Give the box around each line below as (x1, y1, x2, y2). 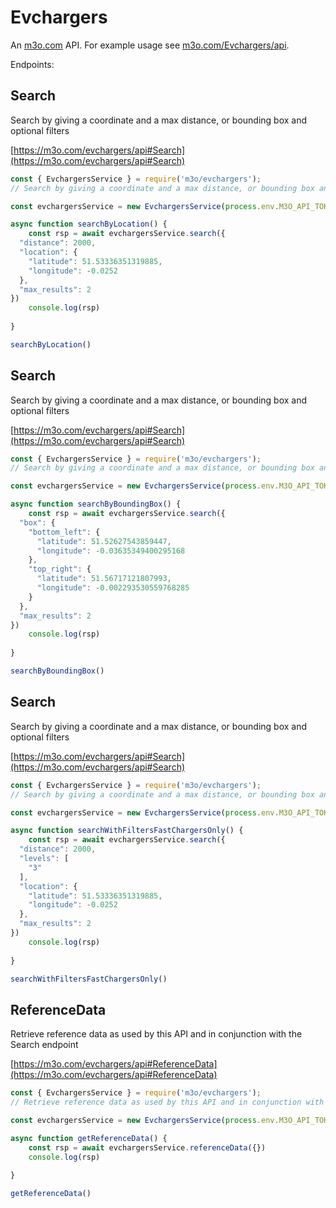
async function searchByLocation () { (10, 219, 168, 230)
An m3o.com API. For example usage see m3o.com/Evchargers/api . (10, 39, 290, 51)
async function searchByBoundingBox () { (10, 499, 182, 510)
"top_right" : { (28, 564, 92, 575)
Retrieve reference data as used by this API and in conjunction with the (10, 1028, 303, 1040)
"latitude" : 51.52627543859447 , (36, 536, 172, 546)
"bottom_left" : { (28, 527, 101, 537)
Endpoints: (10, 58, 55, 70)
